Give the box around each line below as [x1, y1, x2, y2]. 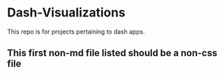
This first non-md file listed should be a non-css [7, 47, 218, 59]
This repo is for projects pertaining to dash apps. [7, 27, 146, 36]
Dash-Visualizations [7, 5, 126, 21]
